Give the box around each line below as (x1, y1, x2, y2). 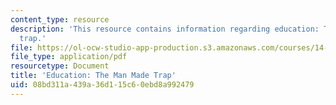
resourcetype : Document (10, 61, 110, 71)
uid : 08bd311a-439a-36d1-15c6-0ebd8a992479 (10, 80, 195, 90)
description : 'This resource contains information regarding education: (10, 24, 320, 34)
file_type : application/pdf (10, 52, 128, 62)
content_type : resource (10, 14, 110, 25)
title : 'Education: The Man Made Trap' (10, 71, 177, 81)
